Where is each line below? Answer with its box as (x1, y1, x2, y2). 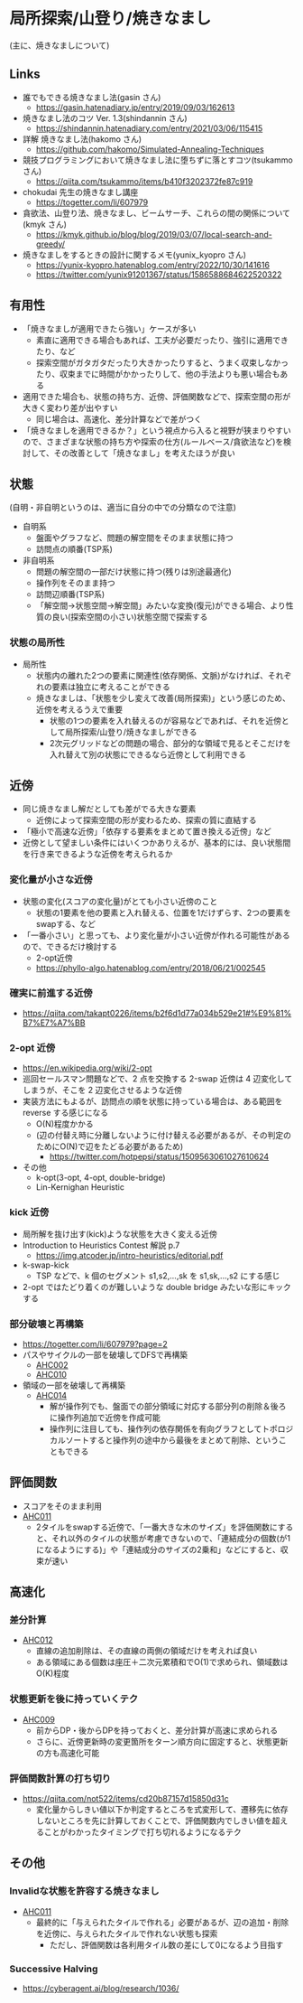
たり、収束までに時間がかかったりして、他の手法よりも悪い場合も (35, 368, 280, 379)
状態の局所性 (9, 636, 66, 649)
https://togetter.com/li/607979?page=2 (22, 1338, 169, 1349)
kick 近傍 (9, 1206, 50, 1219)
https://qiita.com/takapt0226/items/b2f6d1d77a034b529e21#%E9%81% (22, 1008, 292, 1019)
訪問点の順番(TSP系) (35, 544, 113, 555)
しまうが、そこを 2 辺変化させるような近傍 (22, 1085, 182, 1096)
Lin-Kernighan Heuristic (35, 1182, 124, 1193)
